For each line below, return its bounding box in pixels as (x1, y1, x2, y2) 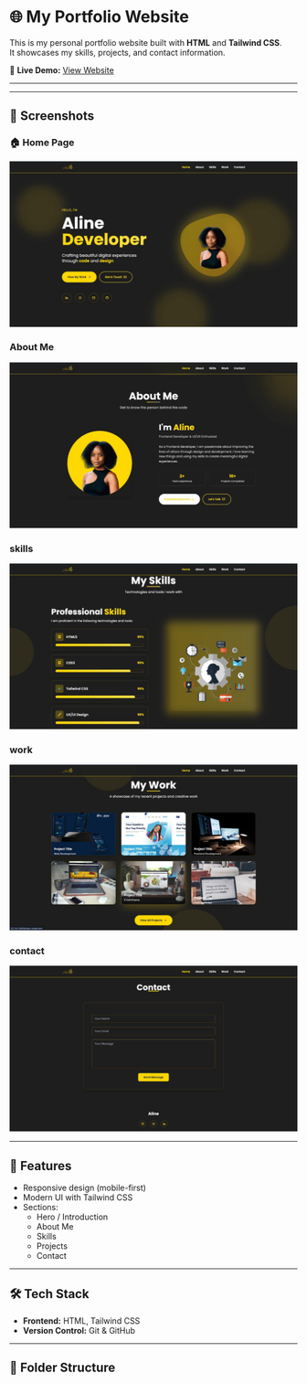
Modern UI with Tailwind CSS (22, 1192, 133, 1203)
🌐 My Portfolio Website (9, 6, 189, 27)
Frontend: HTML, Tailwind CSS (22, 1315, 141, 1326)
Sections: (22, 1202, 58, 1213)
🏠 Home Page (9, 136, 75, 149)
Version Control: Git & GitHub (22, 1325, 135, 1336)
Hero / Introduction (36, 1211, 109, 1222)
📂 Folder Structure (9, 1360, 116, 1376)
